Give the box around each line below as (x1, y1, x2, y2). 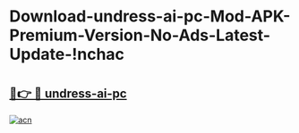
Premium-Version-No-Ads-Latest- (9, 25, 271, 46)
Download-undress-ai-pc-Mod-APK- (9, 6, 291, 27)
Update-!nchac (9, 45, 125, 64)
